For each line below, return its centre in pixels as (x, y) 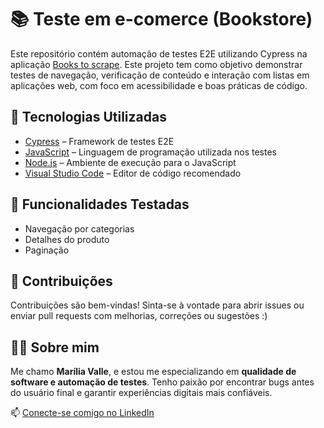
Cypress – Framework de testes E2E (99, 141)
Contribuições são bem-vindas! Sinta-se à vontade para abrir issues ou (157, 305)
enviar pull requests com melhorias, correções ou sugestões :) (139, 316)
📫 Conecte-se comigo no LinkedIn (82, 413)
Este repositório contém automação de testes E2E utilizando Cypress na (159, 53)
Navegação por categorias (79, 228)
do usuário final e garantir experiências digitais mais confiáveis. (141, 393)
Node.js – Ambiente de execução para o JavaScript (130, 162)
